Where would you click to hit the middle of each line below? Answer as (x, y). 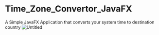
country (13, 27)
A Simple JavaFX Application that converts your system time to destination (80, 22)
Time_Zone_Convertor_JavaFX (69, 9)
